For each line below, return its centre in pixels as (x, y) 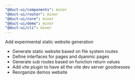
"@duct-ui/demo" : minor (30, 23)
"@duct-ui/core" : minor (30, 19)
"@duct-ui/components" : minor (36, 10)
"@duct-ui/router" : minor (32, 14)
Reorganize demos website (40, 72)
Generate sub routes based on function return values (66, 62)
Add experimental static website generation (49, 42)
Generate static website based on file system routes (65, 52)
